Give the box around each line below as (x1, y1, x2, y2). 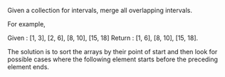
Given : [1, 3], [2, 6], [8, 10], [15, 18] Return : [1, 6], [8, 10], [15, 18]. (7, 34, 199, 42)
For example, (7, 20, 46, 28)
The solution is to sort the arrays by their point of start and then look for (7, 48, 218, 56)
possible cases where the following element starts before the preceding (7, 55, 219, 63)
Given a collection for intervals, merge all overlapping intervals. (7, 6, 192, 14)
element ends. (7, 63, 50, 71)
